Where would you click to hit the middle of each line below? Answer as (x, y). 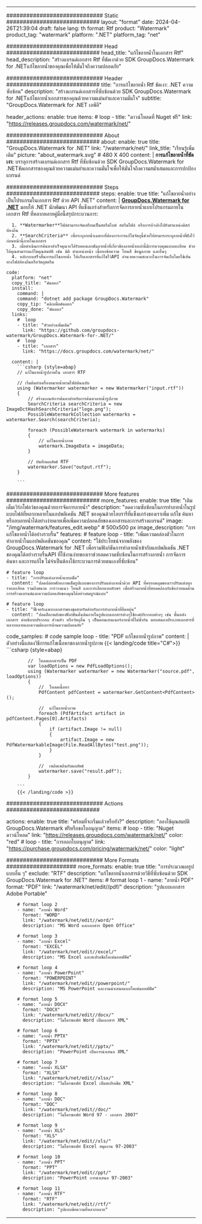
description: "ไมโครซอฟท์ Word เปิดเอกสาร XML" (75, 1020)
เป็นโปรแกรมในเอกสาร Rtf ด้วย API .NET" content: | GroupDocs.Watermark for (98, 200)
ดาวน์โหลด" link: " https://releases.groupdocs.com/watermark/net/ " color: (95, 835)
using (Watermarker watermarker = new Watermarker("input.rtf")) (101, 388)
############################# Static (63, 15)
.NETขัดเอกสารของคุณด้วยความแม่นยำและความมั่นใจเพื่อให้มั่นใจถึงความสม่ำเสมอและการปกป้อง (101, 168)
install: (23, 288)
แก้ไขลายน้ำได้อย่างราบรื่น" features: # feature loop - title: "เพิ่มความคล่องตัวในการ (95, 534)
